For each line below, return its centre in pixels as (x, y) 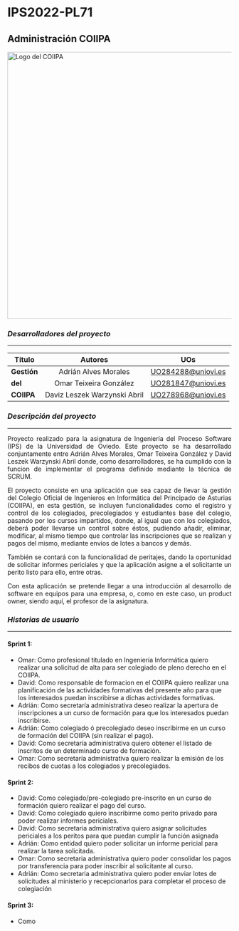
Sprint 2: (21, 782)
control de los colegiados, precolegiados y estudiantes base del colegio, (119, 513)
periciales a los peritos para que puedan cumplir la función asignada (118, 836)
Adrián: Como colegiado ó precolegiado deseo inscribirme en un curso (122, 728)
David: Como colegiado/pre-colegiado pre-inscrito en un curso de (115, 798)
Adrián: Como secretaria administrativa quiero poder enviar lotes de (117, 874)
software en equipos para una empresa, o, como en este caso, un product (119, 593)
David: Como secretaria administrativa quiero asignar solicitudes (112, 828)
